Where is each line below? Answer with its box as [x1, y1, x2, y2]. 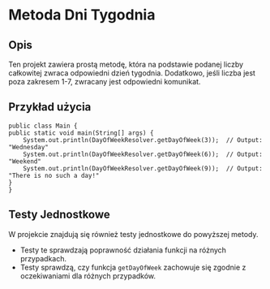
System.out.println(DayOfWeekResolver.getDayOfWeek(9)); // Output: [23, 164, 264, 172]
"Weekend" [8, 157, 42, 166]
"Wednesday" [8, 143, 49, 151]
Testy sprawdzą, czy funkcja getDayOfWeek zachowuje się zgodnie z [19, 262, 246, 272]
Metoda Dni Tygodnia [8, 6, 156, 24]
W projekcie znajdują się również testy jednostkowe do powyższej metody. [8, 229, 259, 239]
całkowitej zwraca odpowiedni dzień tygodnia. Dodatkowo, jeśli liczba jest [8, 68, 255, 78]
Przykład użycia [8, 100, 92, 114]
